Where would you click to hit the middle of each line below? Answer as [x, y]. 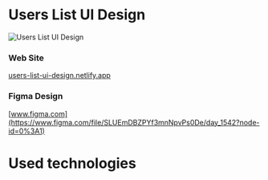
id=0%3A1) [27, 131]
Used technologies [72, 163]
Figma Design [36, 96]
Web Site [26, 58]
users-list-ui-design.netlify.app [59, 76]
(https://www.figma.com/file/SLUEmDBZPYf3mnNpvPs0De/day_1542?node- [134, 122]
